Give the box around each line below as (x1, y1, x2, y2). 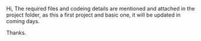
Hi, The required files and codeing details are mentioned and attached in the (6, 5, 196, 12)
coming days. (6, 18, 40, 24)
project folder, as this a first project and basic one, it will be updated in (6, 11, 181, 18)
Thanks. (6, 29, 26, 36)
